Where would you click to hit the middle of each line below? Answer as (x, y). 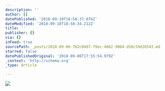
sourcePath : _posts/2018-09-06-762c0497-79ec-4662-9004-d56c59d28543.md (83, 47)
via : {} (13, 38)
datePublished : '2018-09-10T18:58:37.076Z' (51, 19)
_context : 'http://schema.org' (38, 61)
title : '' (16, 28)
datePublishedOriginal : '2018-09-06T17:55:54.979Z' (60, 56)
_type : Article (21, 65)
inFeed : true (19, 42)
